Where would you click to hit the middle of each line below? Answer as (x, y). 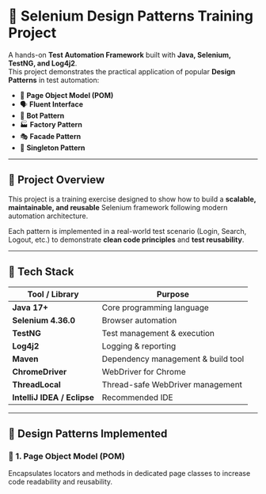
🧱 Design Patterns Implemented (88, 434)
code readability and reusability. (61, 482)
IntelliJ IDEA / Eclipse (53, 397)
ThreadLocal (36, 384)
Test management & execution (158, 333)
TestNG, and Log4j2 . (43, 63)
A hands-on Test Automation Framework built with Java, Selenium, (120, 55)
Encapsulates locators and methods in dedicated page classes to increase (129, 473)
